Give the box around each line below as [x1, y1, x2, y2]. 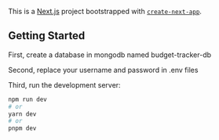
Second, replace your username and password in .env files [8, 65, 199, 74]
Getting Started [8, 29, 86, 42]
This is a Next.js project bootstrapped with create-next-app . [8, 7, 203, 16]
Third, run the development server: [8, 80, 121, 89]
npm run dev [8, 95, 47, 103]
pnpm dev [8, 124, 37, 132]
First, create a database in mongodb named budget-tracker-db [8, 50, 212, 59]
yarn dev [8, 109, 37, 118]
